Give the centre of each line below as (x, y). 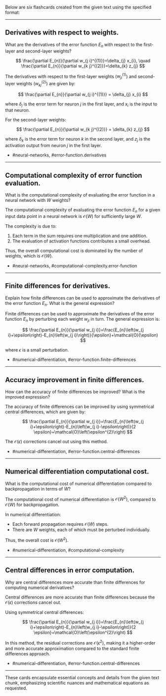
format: (13, 12)
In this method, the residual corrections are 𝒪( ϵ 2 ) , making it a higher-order (80, 642)
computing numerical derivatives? (40, 587)
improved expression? (28, 397)
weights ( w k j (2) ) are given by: (46, 84)
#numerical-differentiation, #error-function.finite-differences (74, 360)
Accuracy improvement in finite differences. (75, 380)
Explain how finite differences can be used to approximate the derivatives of (83, 298)
